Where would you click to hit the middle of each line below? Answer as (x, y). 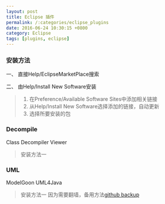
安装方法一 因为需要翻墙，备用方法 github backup (80, 195)
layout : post (22, 11)
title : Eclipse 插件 (30, 17)
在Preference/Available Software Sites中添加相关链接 (93, 99)
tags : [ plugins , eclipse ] (38, 39)
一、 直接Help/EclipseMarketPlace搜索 (53, 74)
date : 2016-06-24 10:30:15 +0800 (47, 28)
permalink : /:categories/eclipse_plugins (58, 22)
